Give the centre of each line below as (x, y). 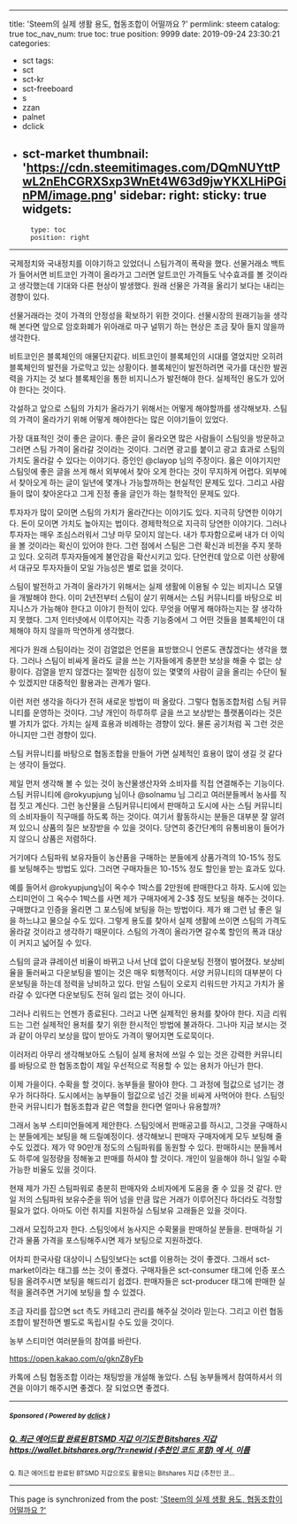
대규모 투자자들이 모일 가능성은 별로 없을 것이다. (101, 567)
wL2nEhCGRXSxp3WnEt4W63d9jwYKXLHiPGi (154, 182)
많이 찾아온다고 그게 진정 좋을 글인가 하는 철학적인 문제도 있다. (133, 493)
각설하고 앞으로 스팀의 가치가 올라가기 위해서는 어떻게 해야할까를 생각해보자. (140, 408)
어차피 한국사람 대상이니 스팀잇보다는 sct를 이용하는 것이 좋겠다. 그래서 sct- (140, 1258)
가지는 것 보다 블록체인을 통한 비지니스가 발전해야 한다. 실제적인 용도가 (147, 378)
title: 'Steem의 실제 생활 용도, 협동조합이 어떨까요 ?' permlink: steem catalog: (145, 24)
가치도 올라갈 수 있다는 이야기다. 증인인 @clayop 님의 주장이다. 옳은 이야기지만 (145, 460)
